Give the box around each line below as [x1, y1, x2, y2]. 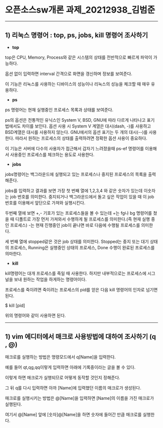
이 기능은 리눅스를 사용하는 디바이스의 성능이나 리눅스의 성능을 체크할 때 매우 [5, 81, 150, 87]
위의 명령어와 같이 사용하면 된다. [5, 312, 66, 318]
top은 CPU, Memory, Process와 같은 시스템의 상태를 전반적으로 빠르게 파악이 [5, 54, 152, 60]
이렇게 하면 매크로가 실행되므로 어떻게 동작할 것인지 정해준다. [5, 374, 120, 380]
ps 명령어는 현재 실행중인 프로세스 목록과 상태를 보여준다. [5, 107, 114, 112]
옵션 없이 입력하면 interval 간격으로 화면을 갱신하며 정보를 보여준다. [5, 71, 132, 77]
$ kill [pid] [5, 302, 25, 308]
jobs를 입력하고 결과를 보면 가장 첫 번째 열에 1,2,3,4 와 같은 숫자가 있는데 [5, 188, 143, 193]
